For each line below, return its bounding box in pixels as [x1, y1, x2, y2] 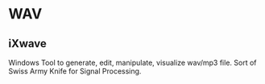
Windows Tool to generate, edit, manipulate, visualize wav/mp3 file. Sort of [8, 58, 257, 67]
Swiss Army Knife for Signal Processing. [8, 66, 142, 76]
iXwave [8, 37, 47, 50]
